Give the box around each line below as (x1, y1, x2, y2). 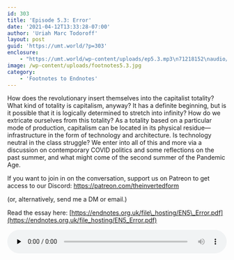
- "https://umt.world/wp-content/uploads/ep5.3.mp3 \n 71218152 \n (19, 56, 210, 63)
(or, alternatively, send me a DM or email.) (7, 195, 127, 204)
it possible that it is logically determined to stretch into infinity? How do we (7, 109, 221, 117)
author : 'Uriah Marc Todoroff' (7, 29, 98, 37)
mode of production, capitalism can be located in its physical (7, 123, 182, 132)
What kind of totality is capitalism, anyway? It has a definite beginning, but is (7, 102, 226, 110)
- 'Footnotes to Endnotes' (19, 75, 98, 82)
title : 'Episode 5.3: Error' (7, 17, 92, 24)
